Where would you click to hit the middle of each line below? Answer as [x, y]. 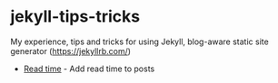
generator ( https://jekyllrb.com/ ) [70, 51]
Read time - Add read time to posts [89, 69]
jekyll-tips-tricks [75, 17]
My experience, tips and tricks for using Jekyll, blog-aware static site [139, 41]
